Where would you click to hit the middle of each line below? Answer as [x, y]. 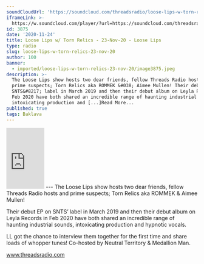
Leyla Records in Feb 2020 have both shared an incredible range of [90, 218]
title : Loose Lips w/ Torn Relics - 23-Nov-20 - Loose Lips [84, 40]
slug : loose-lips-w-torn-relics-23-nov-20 [61, 52]
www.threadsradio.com [36, 255]
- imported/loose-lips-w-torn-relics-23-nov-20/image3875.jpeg [93, 69]
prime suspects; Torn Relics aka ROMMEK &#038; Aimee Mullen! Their [100, 86]
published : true [27, 108]
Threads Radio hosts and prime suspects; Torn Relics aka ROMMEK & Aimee [102, 193]
